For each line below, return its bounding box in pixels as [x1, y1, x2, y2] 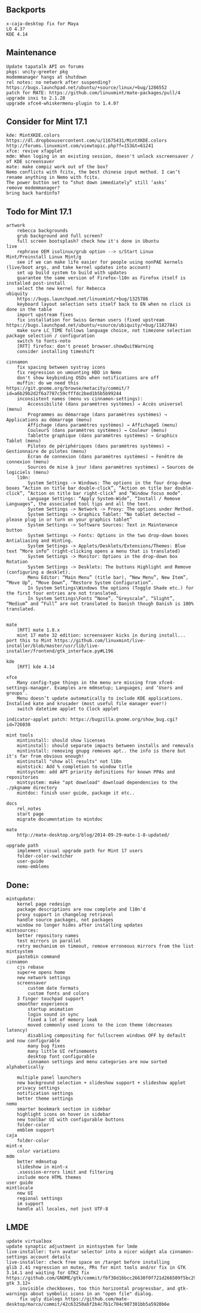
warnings [6, 1291, 28, 1297]
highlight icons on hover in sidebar [17, 1111, 111, 1118]
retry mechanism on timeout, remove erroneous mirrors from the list [17, 943, 194, 950]
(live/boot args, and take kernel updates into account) [6, 264, 151, 271]
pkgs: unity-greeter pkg [6, 68, 68, 74]
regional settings [17, 1195, 63, 1202]
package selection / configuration [6, 333, 95, 339]
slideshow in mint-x [17, 1164, 68, 1170]
